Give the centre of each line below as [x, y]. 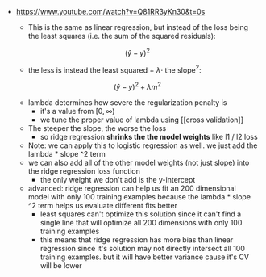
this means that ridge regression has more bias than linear [137, 239]
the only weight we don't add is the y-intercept [118, 179]
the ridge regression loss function [84, 171]
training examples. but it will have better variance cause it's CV [145, 257]
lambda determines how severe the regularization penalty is [127, 102]
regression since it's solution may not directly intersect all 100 [143, 248]
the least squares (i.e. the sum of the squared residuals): [122, 36]
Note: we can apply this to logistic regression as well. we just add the [143, 145]
